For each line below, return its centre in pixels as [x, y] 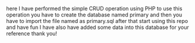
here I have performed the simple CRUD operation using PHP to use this [94, 9]
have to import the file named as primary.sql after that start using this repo [97, 21]
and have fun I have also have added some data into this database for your [97, 27]
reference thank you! [32, 34]
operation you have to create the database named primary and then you [94, 15]
